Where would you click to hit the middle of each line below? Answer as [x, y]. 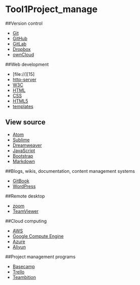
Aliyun [19, 247]
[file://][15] [24, 74]
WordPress [24, 186]
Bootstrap [23, 156]
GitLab [19, 43]
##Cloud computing [26, 221]
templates [23, 106]
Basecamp [24, 266]
